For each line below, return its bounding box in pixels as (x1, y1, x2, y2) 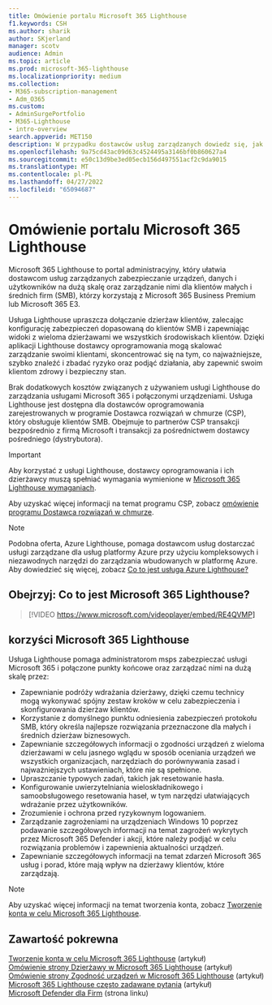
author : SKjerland (8, 34, 71, 43)
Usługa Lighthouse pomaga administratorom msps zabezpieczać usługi (8, 654, 248, 664)
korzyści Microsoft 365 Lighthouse (8, 632, 190, 646)
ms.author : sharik (8, 27, 71, 35)
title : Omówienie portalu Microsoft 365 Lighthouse (8, 11, 187, 20)
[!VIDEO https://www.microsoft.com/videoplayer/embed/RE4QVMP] (28, 610, 256, 619)
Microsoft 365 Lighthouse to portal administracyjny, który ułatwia (8, 265, 227, 274)
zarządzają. (19, 869, 59, 878)
